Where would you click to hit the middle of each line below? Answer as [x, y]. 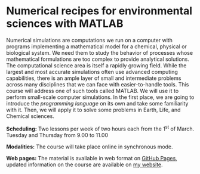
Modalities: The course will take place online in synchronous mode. [90, 147]
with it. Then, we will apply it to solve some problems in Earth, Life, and [93, 110]
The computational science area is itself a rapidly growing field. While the [96, 65]
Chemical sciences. [30, 116]
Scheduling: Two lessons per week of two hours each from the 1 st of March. [100, 128]
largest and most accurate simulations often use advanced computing [92, 72]
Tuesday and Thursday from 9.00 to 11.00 [57, 135]
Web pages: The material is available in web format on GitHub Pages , [92, 158]
